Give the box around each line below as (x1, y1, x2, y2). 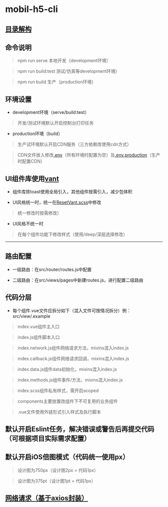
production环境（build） (12, 131, 63, 137)
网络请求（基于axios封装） (5, 494, 88, 502)
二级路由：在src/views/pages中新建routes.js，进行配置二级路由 (12, 277, 143, 283)
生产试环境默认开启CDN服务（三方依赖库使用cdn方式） (17, 142, 131, 148)
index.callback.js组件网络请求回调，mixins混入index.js (17, 355, 129, 361)
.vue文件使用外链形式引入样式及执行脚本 (17, 409, 101, 415)
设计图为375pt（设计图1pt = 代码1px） (17, 478, 96, 484)
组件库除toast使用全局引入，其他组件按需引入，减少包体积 (12, 189, 132, 195)
